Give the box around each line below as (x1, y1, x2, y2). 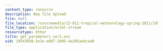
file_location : (5, 20, 36, 26)
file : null (5, 16, 27, 21)
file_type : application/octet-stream (5, 25, 81, 30)
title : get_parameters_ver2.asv (5, 34, 70, 39)
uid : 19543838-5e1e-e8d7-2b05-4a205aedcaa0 (5, 39, 95, 44)
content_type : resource (5, 7, 53, 12)
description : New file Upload (5, 12, 66, 17)
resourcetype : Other (5, 30, 47, 34)
